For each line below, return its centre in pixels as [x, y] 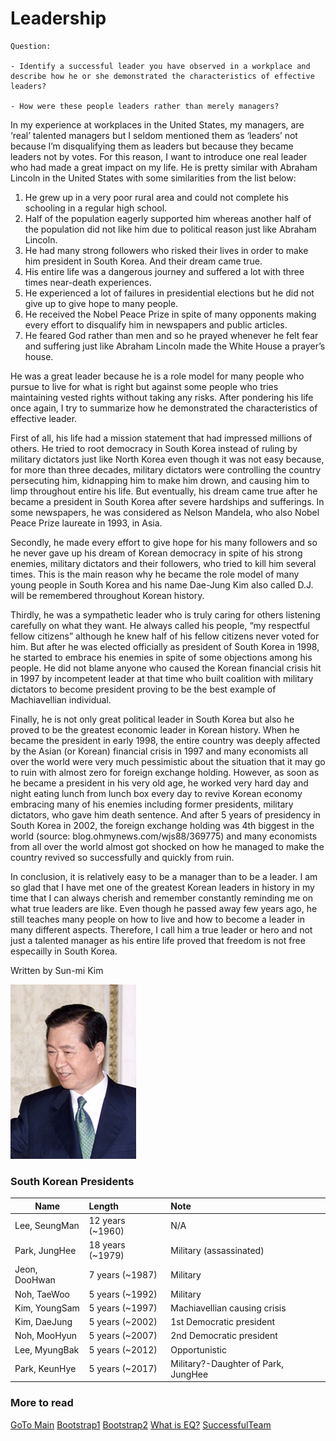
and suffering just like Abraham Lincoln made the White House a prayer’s [175, 346]
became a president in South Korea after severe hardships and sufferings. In [167, 501]
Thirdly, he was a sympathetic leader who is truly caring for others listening [165, 614]
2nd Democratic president [224, 1336]
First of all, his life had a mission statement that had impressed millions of [161, 438]
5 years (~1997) [123, 1308]
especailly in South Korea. [64, 951]
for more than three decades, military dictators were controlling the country [166, 469]
